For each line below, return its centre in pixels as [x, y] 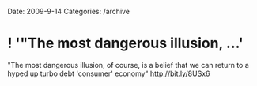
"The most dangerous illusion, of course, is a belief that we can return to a [128, 65]
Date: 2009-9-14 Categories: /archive [69, 11]
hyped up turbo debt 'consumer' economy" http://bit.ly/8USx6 [109, 73]
